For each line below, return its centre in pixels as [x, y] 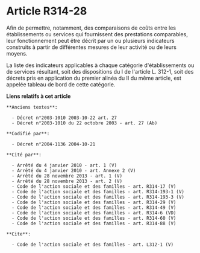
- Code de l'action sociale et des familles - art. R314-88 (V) [94, 223]
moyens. [17, 53]
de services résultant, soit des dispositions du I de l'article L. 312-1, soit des [100, 71]
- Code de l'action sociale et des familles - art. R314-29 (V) [94, 202]
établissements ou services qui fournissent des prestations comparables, [97, 34]
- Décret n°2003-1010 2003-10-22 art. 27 [64, 118]
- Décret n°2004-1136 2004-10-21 [54, 144]
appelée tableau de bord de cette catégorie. [61, 84]
